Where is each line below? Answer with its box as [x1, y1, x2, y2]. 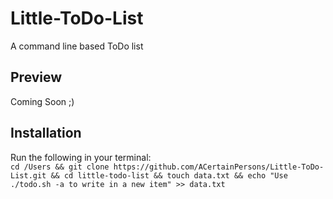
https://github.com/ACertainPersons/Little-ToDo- [113, 162, 325, 172]
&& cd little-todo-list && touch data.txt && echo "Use [50, 170, 288, 181]
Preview [10, 69, 63, 86]
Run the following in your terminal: [10, 151, 152, 163]
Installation [10, 125, 82, 142]
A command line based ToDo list [10, 40, 144, 52]
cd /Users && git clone [10, 162, 110, 172]
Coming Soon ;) [10, 95, 75, 107]
